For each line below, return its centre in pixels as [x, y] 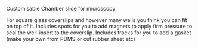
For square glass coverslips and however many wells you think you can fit [97, 20]
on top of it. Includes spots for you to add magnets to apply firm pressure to [99, 26]
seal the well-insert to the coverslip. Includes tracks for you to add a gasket [99, 33]
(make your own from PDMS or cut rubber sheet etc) [71, 39]
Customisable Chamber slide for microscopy [61, 9]
